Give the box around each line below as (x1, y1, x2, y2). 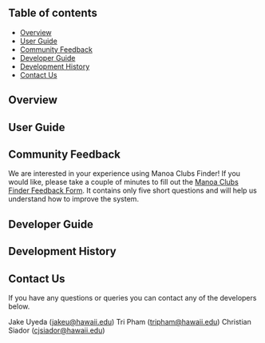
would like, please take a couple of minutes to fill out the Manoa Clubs (8, 177, 239, 187)
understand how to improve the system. (8, 194, 140, 204)
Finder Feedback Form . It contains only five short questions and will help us (8, 185, 257, 195)
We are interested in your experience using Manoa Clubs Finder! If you (8, 169, 241, 178)
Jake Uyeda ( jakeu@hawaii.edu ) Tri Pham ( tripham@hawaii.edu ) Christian (8, 317, 251, 326)
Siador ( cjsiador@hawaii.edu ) (8, 325, 105, 335)
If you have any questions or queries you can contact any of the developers (8, 293, 257, 302)
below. (8, 301, 30, 311)
